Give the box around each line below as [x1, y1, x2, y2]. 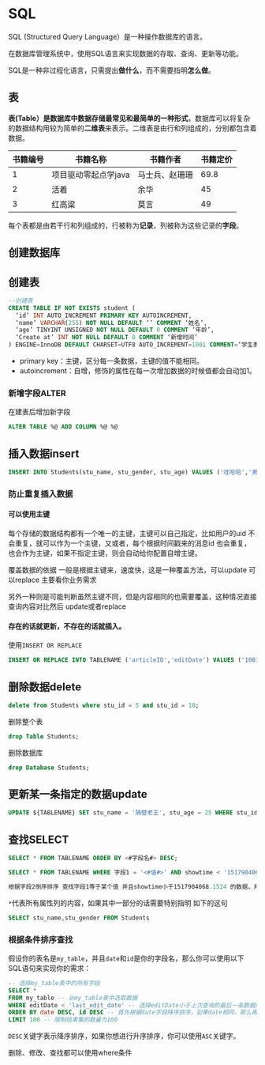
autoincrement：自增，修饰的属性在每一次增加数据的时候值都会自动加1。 [19, 366, 256, 376]
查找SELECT [8, 833, 69, 846]
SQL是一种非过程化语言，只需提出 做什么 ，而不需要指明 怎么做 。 [8, 65, 215, 75]
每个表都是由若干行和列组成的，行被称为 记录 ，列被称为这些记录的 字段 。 [8, 221, 243, 230]
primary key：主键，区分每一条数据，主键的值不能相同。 [19, 357, 203, 366]
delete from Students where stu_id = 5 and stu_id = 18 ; [8, 701, 200, 709]
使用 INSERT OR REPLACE [8, 640, 83, 650]
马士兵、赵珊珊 [137, 169, 193, 180]
